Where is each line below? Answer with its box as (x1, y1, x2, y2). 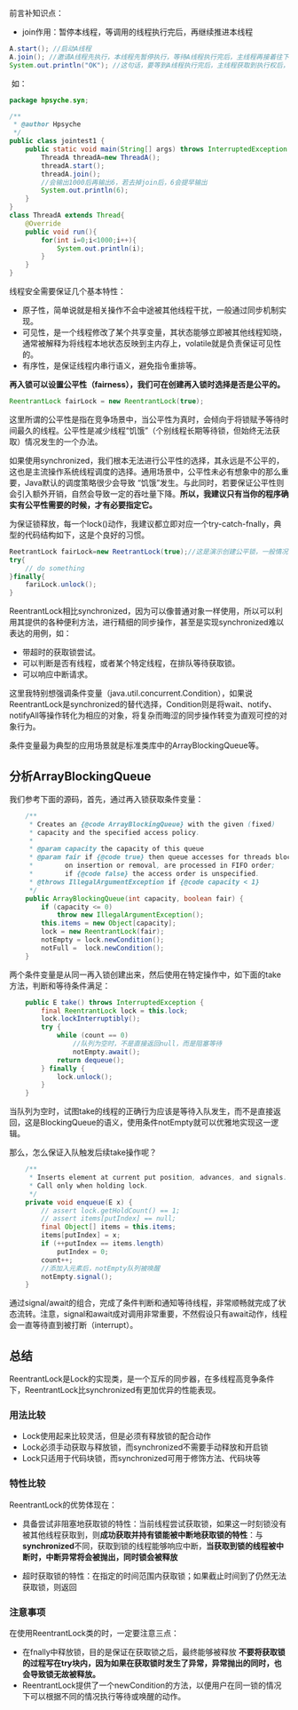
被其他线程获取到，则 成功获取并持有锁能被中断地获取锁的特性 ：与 (21, 1529, 263, 1539)
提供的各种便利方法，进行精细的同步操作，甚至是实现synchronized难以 (24, 616, 285, 628)
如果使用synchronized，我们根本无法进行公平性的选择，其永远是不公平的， (9, 455, 285, 465)
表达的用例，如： (9, 628, 72, 639)
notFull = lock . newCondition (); (41, 943, 165, 952)
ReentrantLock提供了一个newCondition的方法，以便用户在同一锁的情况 (21, 1680, 282, 1690)
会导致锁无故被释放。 (21, 1669, 100, 1680)
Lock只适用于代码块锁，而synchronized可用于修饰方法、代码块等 (21, 1453, 261, 1464)
